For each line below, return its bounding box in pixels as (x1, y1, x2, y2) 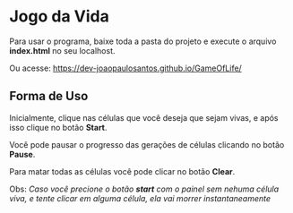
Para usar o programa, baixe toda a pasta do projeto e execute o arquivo (9, 36, 277, 47)
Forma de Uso (9, 89, 89, 104)
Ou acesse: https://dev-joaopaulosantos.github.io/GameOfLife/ (9, 63, 242, 73)
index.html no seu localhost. (9, 45, 116, 55)
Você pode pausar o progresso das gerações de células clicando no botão (9, 139, 285, 149)
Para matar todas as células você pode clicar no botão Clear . (9, 166, 236, 176)
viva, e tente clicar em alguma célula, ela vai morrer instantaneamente (9, 192, 271, 203)
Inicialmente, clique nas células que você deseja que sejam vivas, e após (9, 112, 279, 123)
